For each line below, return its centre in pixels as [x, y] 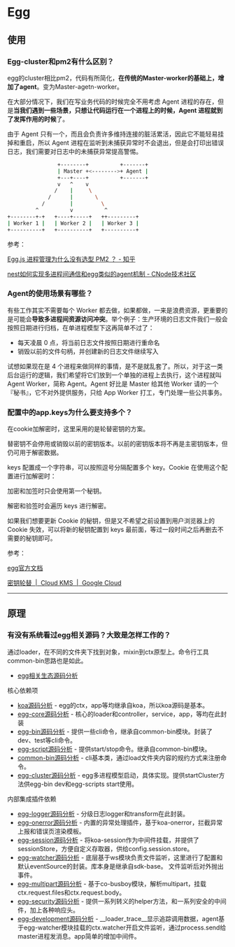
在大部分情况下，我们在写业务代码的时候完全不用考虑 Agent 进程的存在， [113, 101]
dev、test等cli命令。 [47, 740]
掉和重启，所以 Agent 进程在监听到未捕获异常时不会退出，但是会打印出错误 [116, 142]
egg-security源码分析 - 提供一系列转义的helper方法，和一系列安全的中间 [122, 901]
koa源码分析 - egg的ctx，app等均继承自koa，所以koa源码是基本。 [113, 705]
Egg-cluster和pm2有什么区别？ [60, 62]
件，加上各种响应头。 [48, 910]
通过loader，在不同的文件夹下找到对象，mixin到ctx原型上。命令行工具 [108, 652]
